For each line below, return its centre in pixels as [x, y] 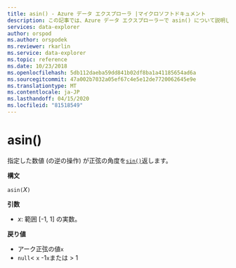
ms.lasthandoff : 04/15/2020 [48, 99]
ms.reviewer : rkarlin [39, 46]
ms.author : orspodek [38, 40]
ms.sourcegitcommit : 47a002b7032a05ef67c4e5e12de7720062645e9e [102, 79]
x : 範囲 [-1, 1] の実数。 [49, 219]
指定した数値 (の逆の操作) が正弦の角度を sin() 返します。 [90, 160]
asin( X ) [19, 189]
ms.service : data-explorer [47, 53]
